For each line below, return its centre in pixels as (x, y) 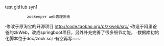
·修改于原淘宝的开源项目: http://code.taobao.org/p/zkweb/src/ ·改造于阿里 (79, 26)
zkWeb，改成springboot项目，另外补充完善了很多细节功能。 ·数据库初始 (86, 32)
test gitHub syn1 (21, 7)
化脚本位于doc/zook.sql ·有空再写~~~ (43, 38)
